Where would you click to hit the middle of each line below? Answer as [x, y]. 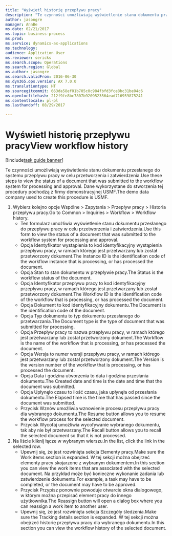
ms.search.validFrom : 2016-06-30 [41, 77]
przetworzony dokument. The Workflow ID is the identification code [91, 294]
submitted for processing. [48, 327]
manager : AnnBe [21, 24]
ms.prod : [15, 39]
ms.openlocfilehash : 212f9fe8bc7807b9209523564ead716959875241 [74, 96]
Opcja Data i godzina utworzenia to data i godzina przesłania [84, 376]
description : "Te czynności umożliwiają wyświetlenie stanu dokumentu [82, 15]
